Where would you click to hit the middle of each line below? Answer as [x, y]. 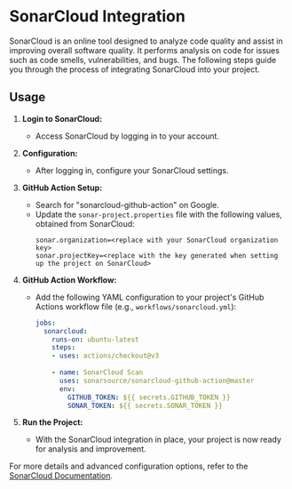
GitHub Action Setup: [62, 188]
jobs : [45, 323]
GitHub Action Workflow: [69, 280]
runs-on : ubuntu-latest [95, 340]
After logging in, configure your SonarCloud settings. [132, 170]
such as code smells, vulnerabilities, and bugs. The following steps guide [143, 60]
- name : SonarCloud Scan [98, 373]
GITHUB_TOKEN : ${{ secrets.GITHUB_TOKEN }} [149, 397]
